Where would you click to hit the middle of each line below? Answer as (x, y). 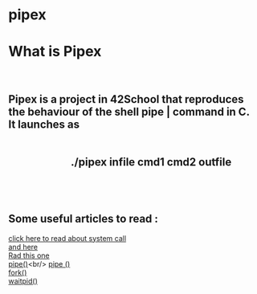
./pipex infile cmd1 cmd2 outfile (151, 162)
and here (23, 247)
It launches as (44, 124)
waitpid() (23, 281)
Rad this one (29, 255)
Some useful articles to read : (84, 219)
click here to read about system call (67, 238)
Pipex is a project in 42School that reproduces (126, 99)
